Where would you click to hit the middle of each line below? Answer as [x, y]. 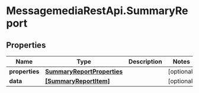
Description [145, 62]
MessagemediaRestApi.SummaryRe [97, 11]
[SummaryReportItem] [78, 81]
